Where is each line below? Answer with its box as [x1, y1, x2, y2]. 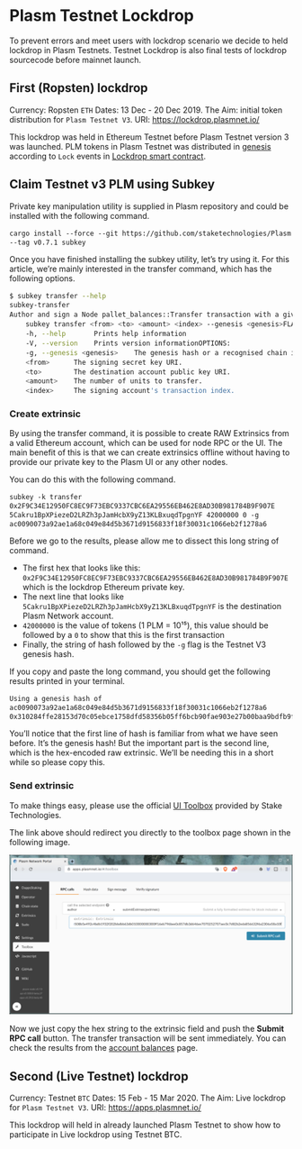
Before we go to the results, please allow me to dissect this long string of [9, 535, 280, 546]
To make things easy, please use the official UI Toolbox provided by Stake [9, 799, 283, 811]
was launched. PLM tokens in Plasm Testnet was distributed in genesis [9, 141, 271, 151]
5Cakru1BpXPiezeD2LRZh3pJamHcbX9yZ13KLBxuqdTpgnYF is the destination [22, 601, 281, 612]
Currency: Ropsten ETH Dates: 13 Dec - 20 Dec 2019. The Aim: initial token [9, 105, 283, 115]
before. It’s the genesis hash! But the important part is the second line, [9, 738, 270, 749]
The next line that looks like [22, 591, 124, 602]
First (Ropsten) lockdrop [9, 80, 148, 96]
